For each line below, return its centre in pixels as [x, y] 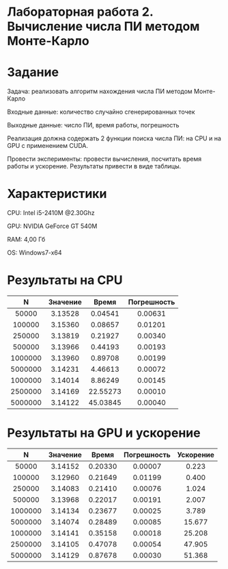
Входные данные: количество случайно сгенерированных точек [101, 112]
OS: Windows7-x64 [35, 253]
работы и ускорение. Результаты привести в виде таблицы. [94, 166]
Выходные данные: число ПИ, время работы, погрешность [93, 125]
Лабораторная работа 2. [80, 12]
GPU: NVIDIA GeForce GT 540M [52, 226]
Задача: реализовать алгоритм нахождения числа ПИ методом [100, 91]
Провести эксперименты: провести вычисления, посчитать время [104, 159]
